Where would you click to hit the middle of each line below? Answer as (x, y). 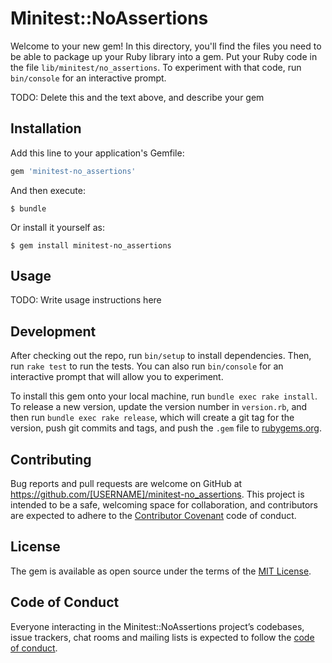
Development (53, 331)
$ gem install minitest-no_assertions (91, 245)
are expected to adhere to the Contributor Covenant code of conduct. (153, 516)
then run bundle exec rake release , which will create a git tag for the (152, 418)
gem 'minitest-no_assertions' (73, 171)
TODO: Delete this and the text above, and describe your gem (137, 97)
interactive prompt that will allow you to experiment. (117, 377)
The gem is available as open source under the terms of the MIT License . (161, 571)
